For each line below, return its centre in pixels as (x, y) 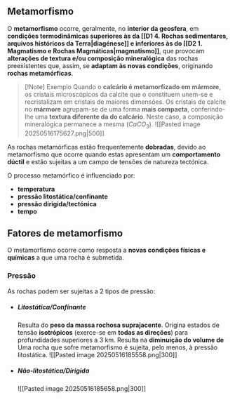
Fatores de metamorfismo (65, 233)
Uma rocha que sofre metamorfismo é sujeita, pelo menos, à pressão (117, 347)
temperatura (36, 189)
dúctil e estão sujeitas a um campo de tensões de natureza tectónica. (108, 161)
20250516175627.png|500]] (65, 133)
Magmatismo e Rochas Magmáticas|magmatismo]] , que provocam (106, 51)
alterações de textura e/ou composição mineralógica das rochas (103, 58)
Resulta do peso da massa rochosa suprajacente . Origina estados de (118, 325)
